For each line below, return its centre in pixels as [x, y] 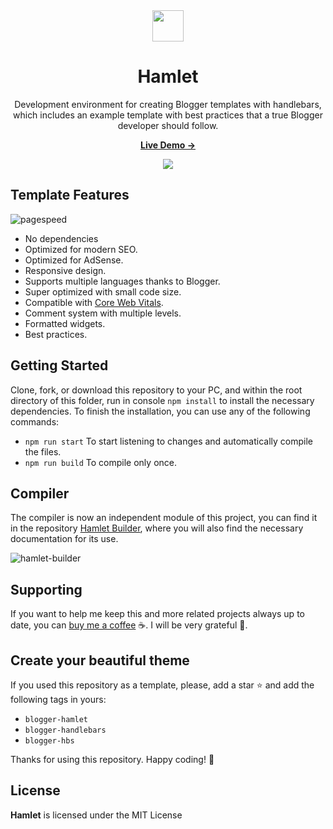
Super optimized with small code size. [103, 291]
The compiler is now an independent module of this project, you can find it [164, 518]
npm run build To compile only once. [100, 462]
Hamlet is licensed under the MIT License [96, 815]
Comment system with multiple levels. [103, 313]
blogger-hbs [49, 741]
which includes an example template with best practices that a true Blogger [168, 115]
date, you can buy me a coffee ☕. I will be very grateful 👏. [129, 625]
